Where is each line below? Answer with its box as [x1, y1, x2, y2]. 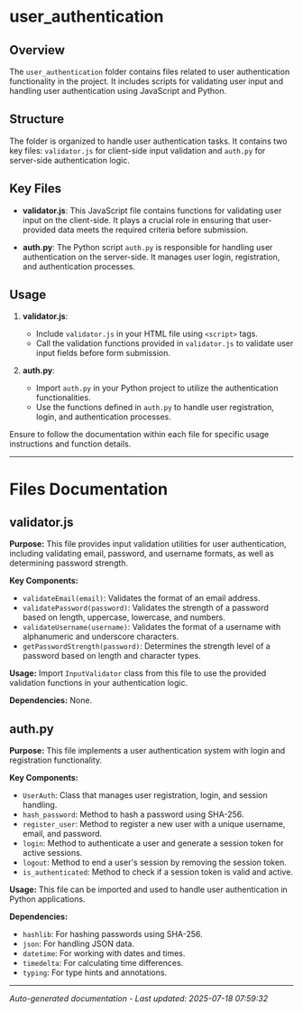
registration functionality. [9, 755, 103, 765]
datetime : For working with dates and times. [22, 948, 186, 959]
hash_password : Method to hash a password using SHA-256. [22, 809, 244, 820]
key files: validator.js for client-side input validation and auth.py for [9, 145, 266, 155]
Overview [9, 42, 66, 58]
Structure [9, 111, 65, 127]
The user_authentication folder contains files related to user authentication [9, 66, 290, 77]
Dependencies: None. [9, 695, 93, 706]
